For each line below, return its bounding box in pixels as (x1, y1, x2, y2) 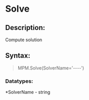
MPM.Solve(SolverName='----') (17, 64, 84, 71)
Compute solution (5, 37, 42, 43)
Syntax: (5, 51, 30, 60)
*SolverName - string (5, 89, 51, 95)
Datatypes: (5, 77, 33, 84)
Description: (5, 23, 46, 32)
